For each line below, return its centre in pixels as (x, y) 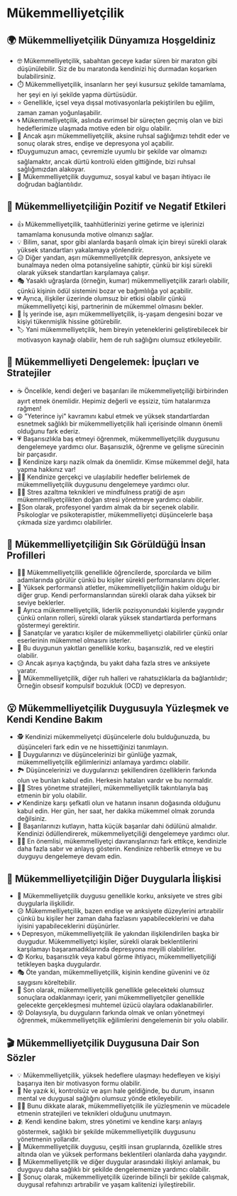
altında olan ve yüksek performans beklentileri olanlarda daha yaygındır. (122, 1154)
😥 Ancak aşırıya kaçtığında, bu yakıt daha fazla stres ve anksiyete (114, 663)
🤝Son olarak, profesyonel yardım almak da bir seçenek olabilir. (108, 507)
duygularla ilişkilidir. (46, 903)
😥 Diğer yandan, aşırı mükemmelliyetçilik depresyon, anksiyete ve (114, 257)
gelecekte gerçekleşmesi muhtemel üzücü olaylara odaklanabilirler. (115, 1005)
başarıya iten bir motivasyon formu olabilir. (79, 1083)
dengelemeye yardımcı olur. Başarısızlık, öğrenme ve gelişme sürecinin (120, 446)
